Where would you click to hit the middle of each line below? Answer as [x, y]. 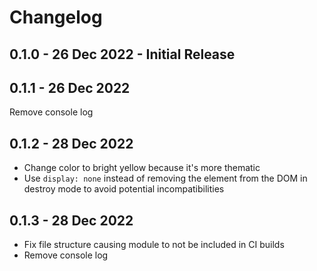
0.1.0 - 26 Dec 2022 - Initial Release [122, 54]
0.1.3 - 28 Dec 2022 [71, 220]
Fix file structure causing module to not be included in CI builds [154, 245]
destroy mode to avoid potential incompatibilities [124, 189]
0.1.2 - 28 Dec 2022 [71, 143]
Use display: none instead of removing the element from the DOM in [165, 178]
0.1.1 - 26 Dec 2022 [70, 87]
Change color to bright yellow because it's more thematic [142, 168]
